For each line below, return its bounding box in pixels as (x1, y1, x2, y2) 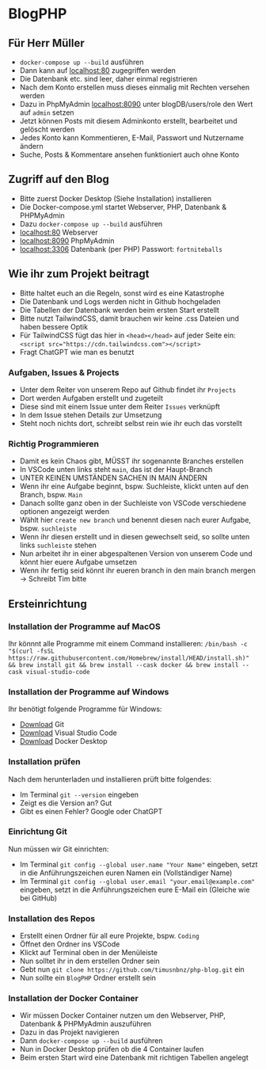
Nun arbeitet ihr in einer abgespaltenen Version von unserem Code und (19, 549, 253, 558)
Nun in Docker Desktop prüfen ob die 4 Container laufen (19, 1045, 204, 1054)
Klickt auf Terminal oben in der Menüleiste (19, 948, 158, 958)
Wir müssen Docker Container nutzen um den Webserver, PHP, (19, 1011, 226, 1020)
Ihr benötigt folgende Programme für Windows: (8, 704, 162, 714)
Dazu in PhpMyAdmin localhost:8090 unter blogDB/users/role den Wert (19, 100, 253, 109)
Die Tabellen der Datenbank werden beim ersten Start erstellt (19, 305, 220, 314)
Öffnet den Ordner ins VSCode (19, 939, 120, 949)
